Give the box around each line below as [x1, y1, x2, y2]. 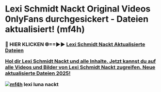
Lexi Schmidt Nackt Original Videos [5, 3, 151, 14]
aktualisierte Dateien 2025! [5, 70, 71, 77]
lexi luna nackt [23, 81, 59, 88]
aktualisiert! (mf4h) [5, 24, 85, 35]
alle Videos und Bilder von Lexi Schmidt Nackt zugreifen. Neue [5, 64, 156, 71]
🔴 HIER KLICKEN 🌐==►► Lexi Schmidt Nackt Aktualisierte [5, 41, 145, 48]
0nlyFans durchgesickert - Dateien [5, 13, 149, 25]
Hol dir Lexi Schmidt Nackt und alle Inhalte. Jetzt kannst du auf [5, 58, 156, 65]
